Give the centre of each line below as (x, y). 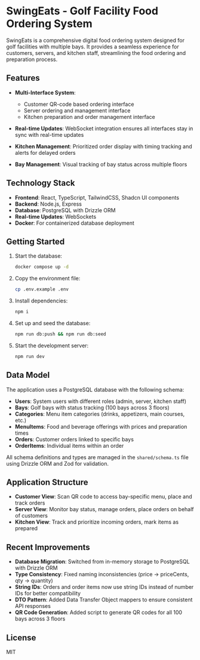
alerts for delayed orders (45, 152)
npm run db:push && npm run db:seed (60, 334)
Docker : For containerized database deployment (74, 223)
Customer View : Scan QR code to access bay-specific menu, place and (103, 497)
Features (23, 78)
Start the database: (39, 256)
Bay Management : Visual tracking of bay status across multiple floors (101, 164)
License (21, 638)
